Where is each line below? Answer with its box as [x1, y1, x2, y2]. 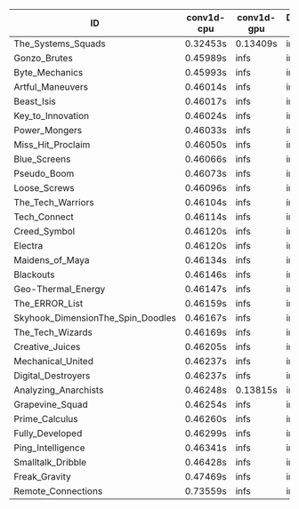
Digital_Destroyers [13, 370, 91, 381]
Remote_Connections [13, 485, 103, 497]
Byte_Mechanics [13, 67, 84, 78]
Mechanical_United [13, 355, 93, 367]
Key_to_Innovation [13, 110, 90, 122]
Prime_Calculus [13, 413, 78, 425]
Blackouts [13, 268, 55, 281]
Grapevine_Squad [13, 399, 89, 410]
